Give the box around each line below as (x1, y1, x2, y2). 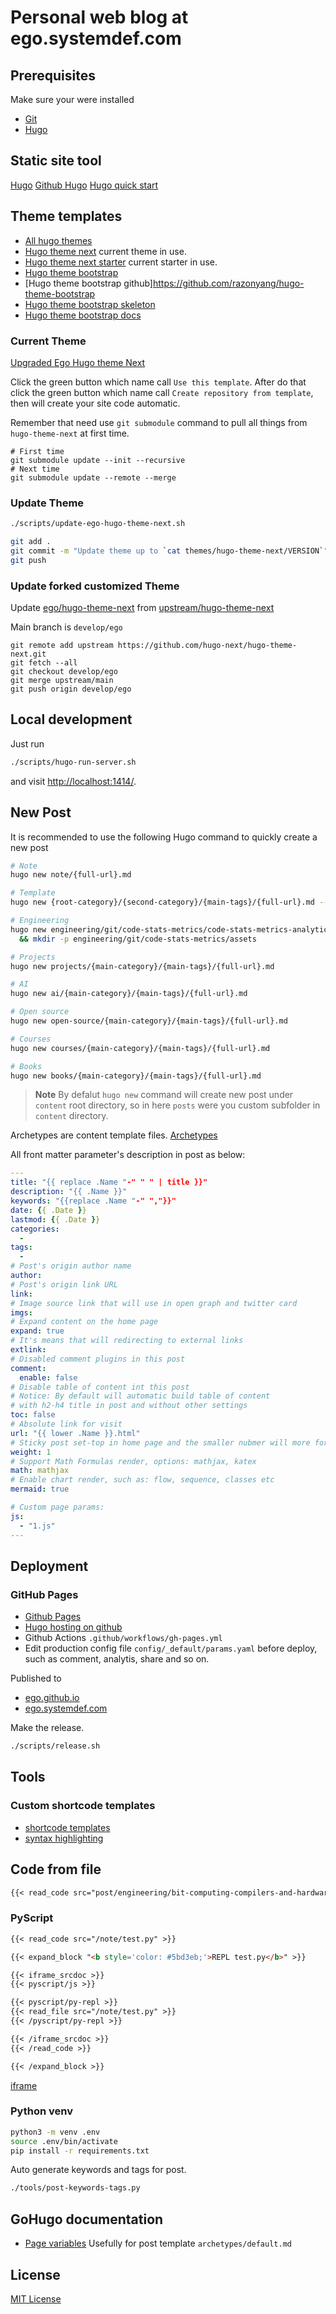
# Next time (10, 464, 60, 474)
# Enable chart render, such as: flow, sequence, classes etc (10, 1475, 275, 1485)
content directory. (34, 1110, 109, 1122)
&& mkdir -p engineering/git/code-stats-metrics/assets (19, 934, 257, 944)
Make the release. (10, 1722, 85, 1734)
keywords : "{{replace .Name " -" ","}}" (10, 1196, 177, 1206)
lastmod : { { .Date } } (10, 1214, 101, 1225)
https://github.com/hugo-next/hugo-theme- (117, 641, 298, 651)
